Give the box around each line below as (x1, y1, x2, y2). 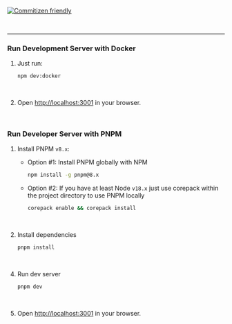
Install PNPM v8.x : (17, 145, 70, 153)
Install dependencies (17, 231, 77, 239)
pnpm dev (17, 283, 43, 290)
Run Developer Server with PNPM (7, 129, 122, 139)
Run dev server (17, 270, 61, 278)
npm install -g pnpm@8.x (27, 171, 99, 179)
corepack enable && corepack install (27, 204, 137, 212)
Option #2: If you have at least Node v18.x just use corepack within (27, 184, 219, 193)
